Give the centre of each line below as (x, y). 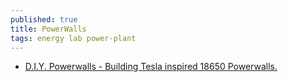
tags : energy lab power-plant (73, 38)
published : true (44, 19)
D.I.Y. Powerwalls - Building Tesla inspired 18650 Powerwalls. (151, 67)
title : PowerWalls (48, 29)
